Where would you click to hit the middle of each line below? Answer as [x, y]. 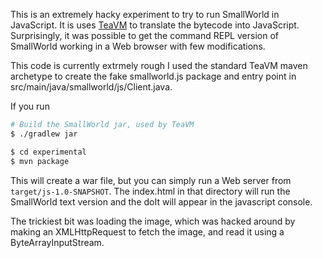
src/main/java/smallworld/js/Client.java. [91, 87]
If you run [30, 106]
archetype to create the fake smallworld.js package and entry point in [153, 76]
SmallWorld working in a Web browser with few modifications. [138, 46]
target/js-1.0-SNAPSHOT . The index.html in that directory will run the [150, 191]
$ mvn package [40, 161]
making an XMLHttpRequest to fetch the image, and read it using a [147, 231]
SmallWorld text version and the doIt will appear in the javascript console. [161, 201]
